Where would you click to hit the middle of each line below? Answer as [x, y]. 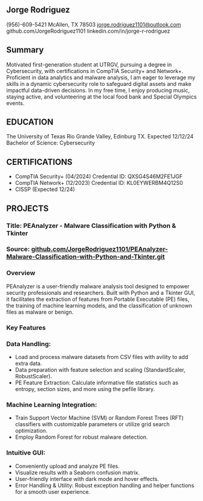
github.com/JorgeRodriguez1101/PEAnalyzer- [99, 249]
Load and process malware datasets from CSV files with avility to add [101, 357]
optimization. [31, 431]
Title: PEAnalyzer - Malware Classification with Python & [91, 225]
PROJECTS [27, 208]
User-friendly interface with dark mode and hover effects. [87, 479]
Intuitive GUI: [26, 453]
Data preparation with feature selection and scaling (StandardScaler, [100, 370]
